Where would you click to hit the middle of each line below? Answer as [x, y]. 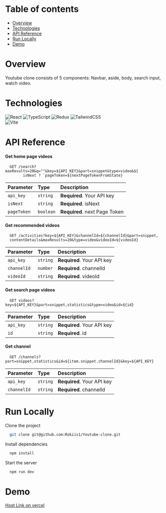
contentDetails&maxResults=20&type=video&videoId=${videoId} [74, 240]
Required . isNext [80, 204]
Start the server [21, 462]
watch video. [18, 83]
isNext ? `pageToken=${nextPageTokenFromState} [73, 176]
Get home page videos [29, 156]
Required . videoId [79, 277]
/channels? [29, 357]
